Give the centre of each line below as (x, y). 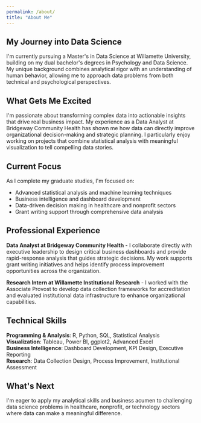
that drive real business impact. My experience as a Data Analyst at (90, 122)
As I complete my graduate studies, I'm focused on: (70, 181)
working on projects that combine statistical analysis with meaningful (92, 141)
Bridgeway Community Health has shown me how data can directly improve (101, 128)
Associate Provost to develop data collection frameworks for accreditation (98, 289)
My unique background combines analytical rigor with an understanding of (99, 69)
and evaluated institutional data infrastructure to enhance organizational (96, 295)
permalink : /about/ (31, 12)
